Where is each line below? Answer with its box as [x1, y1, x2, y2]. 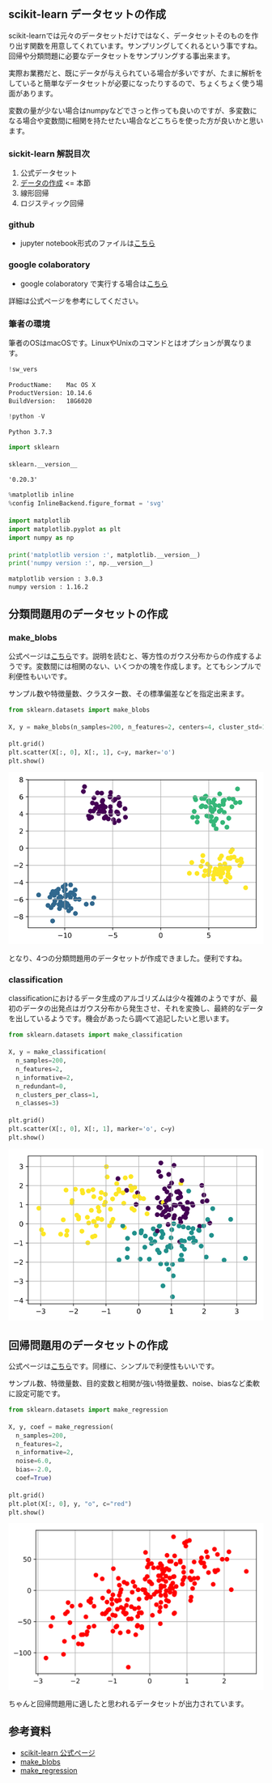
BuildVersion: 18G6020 [8, 397, 92, 405]
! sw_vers [8, 365, 38, 373]
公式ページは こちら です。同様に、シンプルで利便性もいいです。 [8, 1361, 219, 1371]
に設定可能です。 [8, 1389, 65, 1398]
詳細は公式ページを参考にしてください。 [8, 296, 143, 305]
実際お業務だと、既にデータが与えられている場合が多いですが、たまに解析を [8, 68, 263, 78]
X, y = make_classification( [8, 1048, 107, 1057]
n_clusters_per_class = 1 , [15, 1091, 100, 1099]
